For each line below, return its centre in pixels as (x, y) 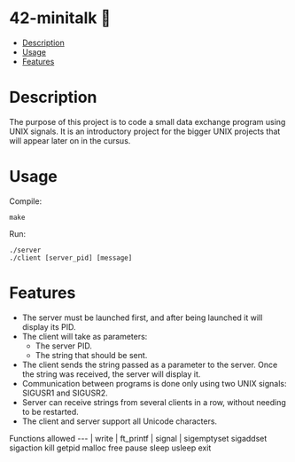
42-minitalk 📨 (60, 18)
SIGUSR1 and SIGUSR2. (65, 393)
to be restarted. (50, 411)
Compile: (26, 201)
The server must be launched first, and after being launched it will (142, 317)
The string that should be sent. (91, 355)
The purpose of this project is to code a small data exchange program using (147, 121)
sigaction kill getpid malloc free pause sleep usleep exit (110, 448)
